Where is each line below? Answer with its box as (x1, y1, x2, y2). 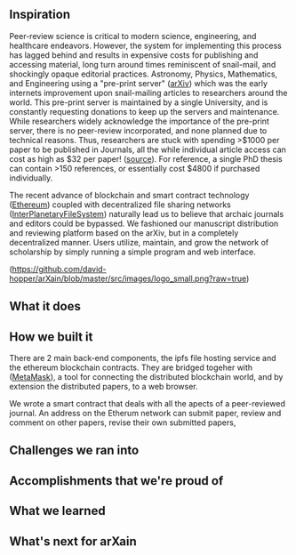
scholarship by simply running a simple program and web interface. (9, 246, 256, 257)
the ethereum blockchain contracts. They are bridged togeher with (9, 362, 253, 373)
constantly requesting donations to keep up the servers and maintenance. (9, 106, 280, 117)
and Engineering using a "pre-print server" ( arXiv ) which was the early (9, 77, 268, 88)
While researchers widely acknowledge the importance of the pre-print (9, 116, 269, 126)
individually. (9, 173, 53, 183)
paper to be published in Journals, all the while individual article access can (9, 144, 287, 155)
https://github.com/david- (12, 263, 107, 274)
